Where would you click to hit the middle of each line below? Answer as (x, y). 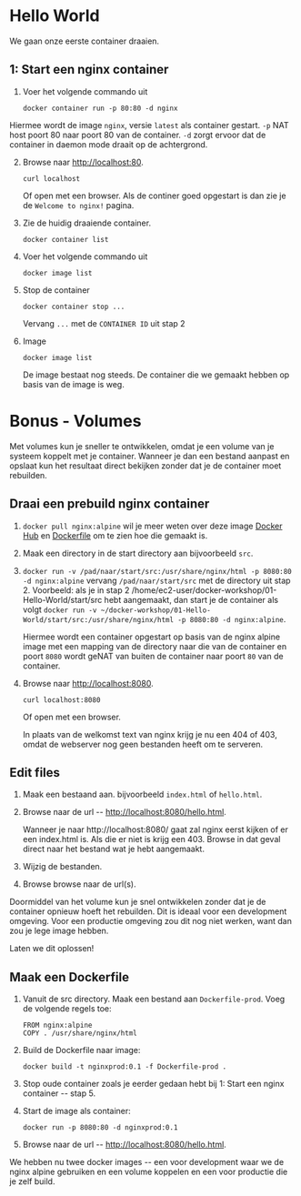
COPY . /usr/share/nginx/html (80, 1033)
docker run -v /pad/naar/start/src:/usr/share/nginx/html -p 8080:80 (157, 571)
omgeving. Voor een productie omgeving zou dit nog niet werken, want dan (151, 921)
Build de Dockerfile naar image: (81, 1050)
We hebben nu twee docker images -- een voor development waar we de (147, 1162)
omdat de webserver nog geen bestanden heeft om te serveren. (143, 744)
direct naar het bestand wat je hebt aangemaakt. (113, 849)
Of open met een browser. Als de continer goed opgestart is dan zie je (154, 196)
